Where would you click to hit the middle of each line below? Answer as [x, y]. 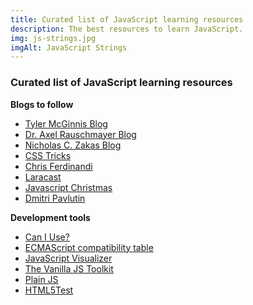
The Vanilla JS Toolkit [69, 268]
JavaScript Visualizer [68, 258]
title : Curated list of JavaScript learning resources [127, 19]
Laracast [43, 177]
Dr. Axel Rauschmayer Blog [80, 134]
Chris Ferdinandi [58, 166]
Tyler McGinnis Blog [66, 123]
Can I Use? [47, 237]
